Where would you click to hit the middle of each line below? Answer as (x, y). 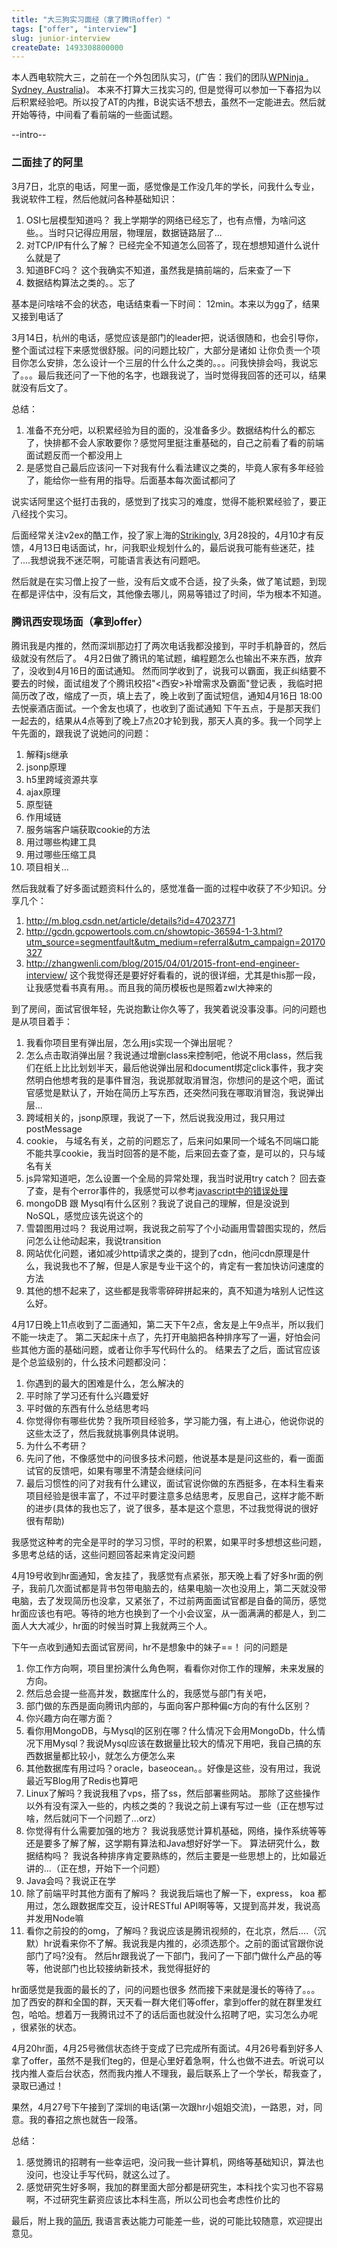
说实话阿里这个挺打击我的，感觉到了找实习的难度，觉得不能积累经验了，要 (164, 501)
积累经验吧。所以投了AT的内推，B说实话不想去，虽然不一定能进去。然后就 (172, 102)
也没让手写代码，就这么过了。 (114, 2174)
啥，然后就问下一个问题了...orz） (93, 1818)
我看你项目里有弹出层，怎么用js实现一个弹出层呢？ (130, 1042)
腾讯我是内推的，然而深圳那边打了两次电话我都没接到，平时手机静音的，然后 (169, 645)
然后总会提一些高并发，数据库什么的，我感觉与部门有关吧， (148, 1693)
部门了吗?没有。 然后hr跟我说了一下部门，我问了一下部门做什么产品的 (169, 1955)
